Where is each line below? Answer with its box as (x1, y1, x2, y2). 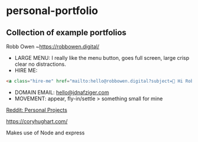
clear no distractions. (14, 60, 67, 67)
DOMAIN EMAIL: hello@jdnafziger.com (14, 89, 109, 96)
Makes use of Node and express (6, 129, 85, 136)
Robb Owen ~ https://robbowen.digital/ (6, 43, 100, 50)
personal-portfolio (6, 4, 98, 18)
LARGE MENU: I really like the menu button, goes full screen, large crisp (14, 55, 190, 61)
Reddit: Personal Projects (6, 106, 68, 113)
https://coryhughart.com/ (6, 117, 68, 124)
